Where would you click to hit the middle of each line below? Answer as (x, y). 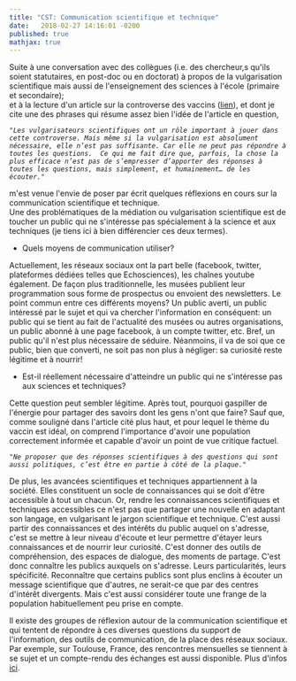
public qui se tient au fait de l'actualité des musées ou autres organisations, (147, 322)
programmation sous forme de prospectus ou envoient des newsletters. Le (145, 294)
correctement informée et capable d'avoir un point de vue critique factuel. (144, 441)
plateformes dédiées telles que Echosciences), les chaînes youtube (132, 275)
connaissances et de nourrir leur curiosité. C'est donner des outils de (135, 547)
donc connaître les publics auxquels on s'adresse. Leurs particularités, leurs (148, 566)
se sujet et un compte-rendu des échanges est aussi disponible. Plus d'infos (148, 658)
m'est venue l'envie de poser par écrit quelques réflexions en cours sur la (143, 193)
